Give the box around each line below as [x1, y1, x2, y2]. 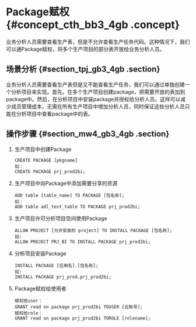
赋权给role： [14, 310, 43, 316]
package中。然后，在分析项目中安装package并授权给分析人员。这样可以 [6, 95, 181, 102]
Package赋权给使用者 [14, 285, 66, 292]
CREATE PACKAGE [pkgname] [14, 157, 78, 163]
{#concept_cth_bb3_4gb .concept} [6, 18, 180, 32]
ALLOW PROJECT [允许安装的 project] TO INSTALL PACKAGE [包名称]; [14, 228, 173, 233]
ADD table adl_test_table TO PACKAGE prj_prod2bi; [14, 204, 141, 209]
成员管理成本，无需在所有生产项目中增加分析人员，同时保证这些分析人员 [10, 103, 185, 110]
